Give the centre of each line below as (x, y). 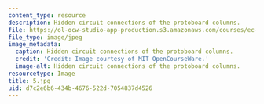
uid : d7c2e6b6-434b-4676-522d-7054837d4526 (81, 88)
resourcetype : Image (42, 74)
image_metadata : (35, 45)
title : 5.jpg (29, 81)
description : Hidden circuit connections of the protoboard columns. (125, 23)
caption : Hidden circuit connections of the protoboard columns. (125, 52)
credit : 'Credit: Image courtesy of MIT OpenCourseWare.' (112, 59)
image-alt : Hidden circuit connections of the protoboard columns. (128, 66)
